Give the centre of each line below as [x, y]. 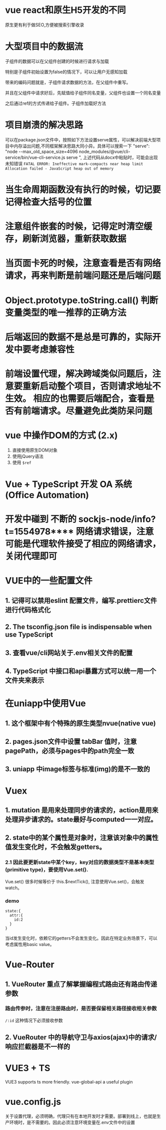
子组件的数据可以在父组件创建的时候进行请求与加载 [57, 61]
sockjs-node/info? [117, 519]
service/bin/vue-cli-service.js [35, 157]
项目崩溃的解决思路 [44, 125]
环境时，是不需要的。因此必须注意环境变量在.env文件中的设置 [72, 1123]
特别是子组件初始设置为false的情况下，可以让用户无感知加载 [66, 72]
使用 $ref [22, 462]
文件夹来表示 [25, 680]
